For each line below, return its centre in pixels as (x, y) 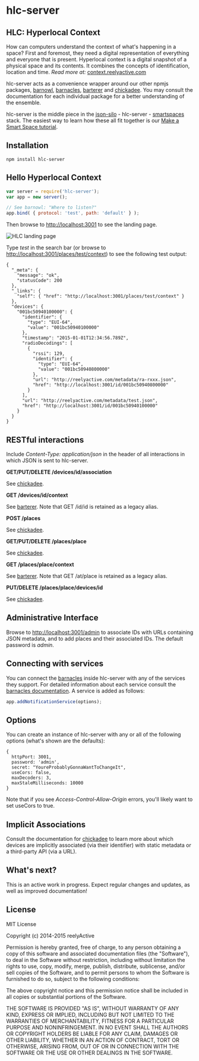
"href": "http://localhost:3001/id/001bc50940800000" (100, 385)
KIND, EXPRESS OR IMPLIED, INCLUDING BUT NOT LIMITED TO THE (90, 1014)
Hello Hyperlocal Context (54, 177)
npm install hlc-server (36, 159)
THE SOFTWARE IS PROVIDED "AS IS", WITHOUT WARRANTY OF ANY (93, 1008)
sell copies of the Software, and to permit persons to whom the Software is (98, 972)
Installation (27, 146)
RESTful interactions (45, 440)
